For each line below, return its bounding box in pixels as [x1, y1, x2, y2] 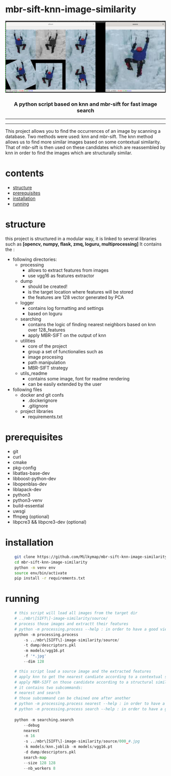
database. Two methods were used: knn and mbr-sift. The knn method [5, 134, 153, 140]
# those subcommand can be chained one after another [14, 696, 131, 701]
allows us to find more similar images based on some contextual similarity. [5, 139, 161, 145]
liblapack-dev [12, 486, 42, 492]
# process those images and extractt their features [14, 621, 129, 626]
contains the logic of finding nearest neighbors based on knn [27, 322, 156, 328]
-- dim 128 [23, 659, 44, 664]
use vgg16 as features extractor [27, 273, 95, 279]
